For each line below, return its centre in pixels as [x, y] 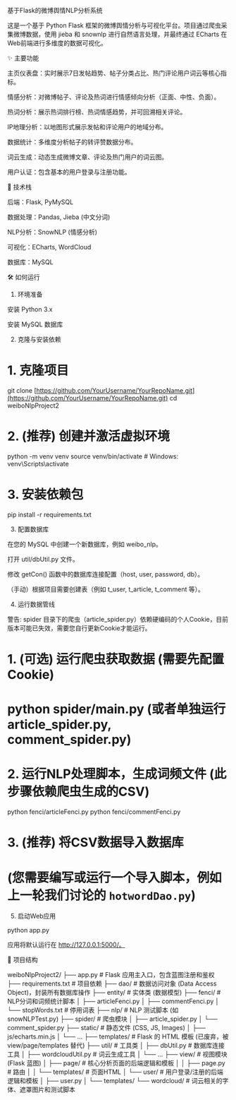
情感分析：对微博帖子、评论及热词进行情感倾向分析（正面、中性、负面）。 [114, 97]
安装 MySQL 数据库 [35, 324]
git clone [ [22, 390]
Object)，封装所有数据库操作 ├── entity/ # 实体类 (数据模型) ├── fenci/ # [114, 993]
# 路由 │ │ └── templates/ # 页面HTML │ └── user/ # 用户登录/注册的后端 [116, 1072]
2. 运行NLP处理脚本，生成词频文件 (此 [117, 774]
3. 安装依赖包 [45, 495]
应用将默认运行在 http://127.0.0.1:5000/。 [66, 945]
